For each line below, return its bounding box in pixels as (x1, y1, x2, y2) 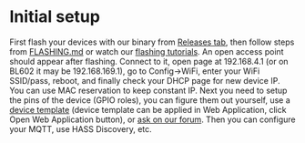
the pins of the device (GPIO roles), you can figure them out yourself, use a (9, 94, 291, 106)
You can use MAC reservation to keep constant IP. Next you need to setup (9, 85, 288, 96)
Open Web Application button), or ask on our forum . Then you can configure (9, 114, 296, 125)
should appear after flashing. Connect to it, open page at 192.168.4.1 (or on (9, 56, 289, 66)
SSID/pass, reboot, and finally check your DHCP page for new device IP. (9, 75, 280, 86)
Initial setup (9, 6, 100, 27)
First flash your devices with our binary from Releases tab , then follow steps (9, 36, 295, 47)
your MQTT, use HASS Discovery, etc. (9, 123, 152, 134)
